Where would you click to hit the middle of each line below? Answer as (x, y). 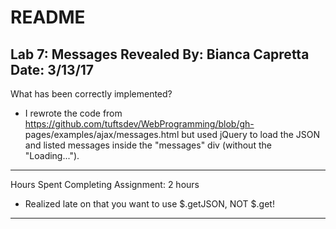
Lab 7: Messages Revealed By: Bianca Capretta (160, 54)
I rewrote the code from (73, 113)
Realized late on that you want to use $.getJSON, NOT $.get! (149, 204)
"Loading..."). (52, 155)
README (48, 17)
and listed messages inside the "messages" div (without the (148, 145)
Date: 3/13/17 (52, 69)
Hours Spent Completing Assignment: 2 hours (105, 184)
